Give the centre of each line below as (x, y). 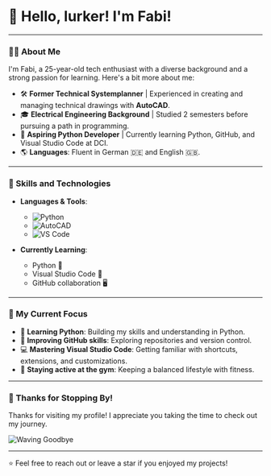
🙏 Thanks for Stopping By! (60, 398)
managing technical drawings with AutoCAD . (95, 106)
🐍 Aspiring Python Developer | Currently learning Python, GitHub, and (138, 135)
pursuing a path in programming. (75, 126)
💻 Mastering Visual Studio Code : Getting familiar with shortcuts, (129, 349)
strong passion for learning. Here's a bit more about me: (102, 78)
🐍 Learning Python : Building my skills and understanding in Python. (133, 331)
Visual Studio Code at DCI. (64, 143)
